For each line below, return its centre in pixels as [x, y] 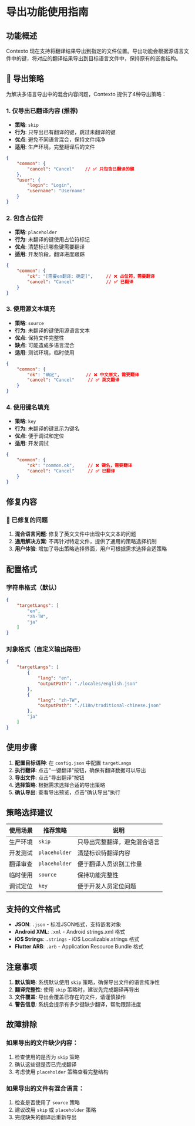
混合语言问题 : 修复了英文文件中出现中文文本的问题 [75, 534]
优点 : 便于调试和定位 [39, 436]
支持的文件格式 [33, 909]
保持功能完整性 [98, 875]
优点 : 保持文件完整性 [39, 337]
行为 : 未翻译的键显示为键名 [47, 429]
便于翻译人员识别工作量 [110, 864]
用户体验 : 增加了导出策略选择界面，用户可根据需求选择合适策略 [91, 549]
